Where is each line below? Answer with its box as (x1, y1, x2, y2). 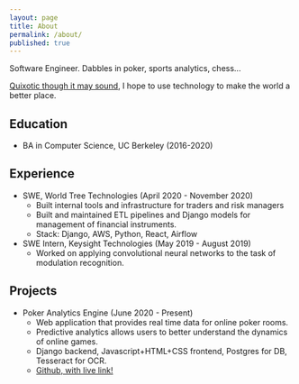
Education (9, 116, 68, 132)
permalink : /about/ (9, 30, 83, 39)
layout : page (9, 13, 59, 23)
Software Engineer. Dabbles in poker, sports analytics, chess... (9, 63, 241, 74)
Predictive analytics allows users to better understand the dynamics (35, 326, 288, 337)
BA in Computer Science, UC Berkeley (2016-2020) (22, 141, 213, 151)
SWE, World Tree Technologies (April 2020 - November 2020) (22, 190, 254, 201)
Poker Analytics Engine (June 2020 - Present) (22, 307, 194, 318)
